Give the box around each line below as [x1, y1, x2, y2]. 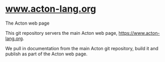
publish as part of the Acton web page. [5, 51, 88, 57]
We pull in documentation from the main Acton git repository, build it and [5, 45, 159, 51]
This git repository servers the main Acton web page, [5, 30, 118, 36]
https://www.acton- [118, 30, 160, 36]
